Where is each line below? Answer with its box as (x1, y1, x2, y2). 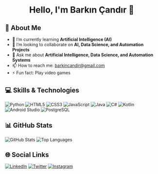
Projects (12, 47, 30, 52)
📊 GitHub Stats (5, 121, 53, 130)
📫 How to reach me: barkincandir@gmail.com (12, 63, 105, 68)
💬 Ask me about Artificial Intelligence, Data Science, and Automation (12, 52, 154, 58)
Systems (12, 57, 31, 63)
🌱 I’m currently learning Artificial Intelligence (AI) (12, 36, 112, 42)
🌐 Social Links (5, 151, 49, 159)
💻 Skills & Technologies (5, 86, 79, 95)
